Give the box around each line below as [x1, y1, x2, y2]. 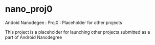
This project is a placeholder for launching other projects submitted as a [5, 29, 150, 35]
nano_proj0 [5, 3, 53, 15]
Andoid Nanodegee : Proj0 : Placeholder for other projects [5, 20, 122, 25]
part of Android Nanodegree [5, 34, 62, 40]
